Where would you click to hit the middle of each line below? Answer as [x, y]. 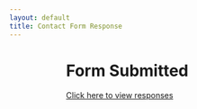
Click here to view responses [120, 95]
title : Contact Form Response [66, 26]
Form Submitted [127, 71]
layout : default [40, 18]
